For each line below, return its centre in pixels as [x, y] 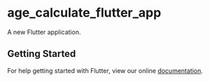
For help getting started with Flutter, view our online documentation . [105, 70]
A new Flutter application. [44, 32]
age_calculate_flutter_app [84, 13]
